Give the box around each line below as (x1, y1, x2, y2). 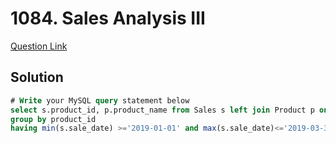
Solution (10, 69, 64, 86)
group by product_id (10, 114, 97, 124)
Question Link (10, 40, 68, 52)
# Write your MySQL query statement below (10, 95, 190, 106)
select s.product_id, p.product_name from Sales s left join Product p (10, 105, 315, 115)
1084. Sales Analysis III (10, 7, 206, 30)
